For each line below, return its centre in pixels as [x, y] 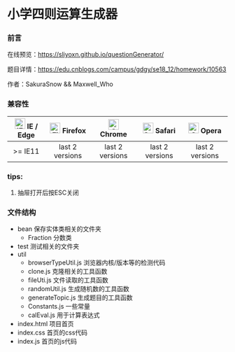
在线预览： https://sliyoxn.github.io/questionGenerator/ [86, 55]
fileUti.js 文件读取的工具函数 [68, 280]
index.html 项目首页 [46, 324]
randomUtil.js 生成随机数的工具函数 [78, 289]
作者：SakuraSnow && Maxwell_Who [60, 84]
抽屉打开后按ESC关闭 [48, 192]
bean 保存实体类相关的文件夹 [59, 229]
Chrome [114, 134]
